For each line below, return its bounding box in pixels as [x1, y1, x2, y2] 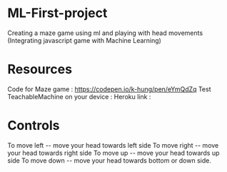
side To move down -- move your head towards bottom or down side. [7, 156, 212, 165]
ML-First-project [7, 5, 108, 21]
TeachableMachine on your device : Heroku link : [7, 92, 151, 101]
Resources [7, 61, 73, 78]
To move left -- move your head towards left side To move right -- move [7, 141, 219, 149]
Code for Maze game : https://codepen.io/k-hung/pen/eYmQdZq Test [7, 84, 211, 93]
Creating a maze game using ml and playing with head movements [7, 29, 203, 37]
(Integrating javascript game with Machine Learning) [7, 36, 162, 44]
